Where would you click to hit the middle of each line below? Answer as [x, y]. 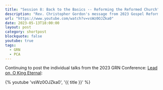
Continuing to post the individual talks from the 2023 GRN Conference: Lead [81, 68]
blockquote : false [24, 37]
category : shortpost [26, 32]
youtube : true [19, 41]
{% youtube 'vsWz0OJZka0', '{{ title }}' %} [48, 82]
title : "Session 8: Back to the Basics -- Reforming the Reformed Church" [82, 9]
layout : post [18, 27]
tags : [10, 45]
